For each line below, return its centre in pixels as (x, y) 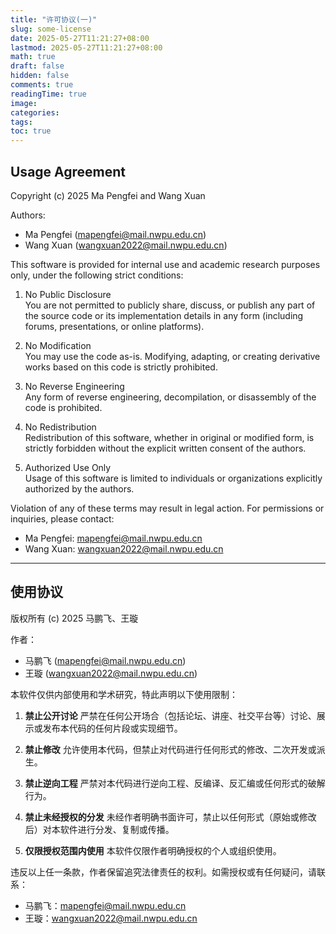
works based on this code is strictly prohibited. (121, 367)
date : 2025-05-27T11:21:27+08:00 (80, 38)
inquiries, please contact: (62, 518)
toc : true (31, 131)
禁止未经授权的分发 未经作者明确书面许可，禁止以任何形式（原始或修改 (170, 817)
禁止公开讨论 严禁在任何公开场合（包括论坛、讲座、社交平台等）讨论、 (170, 715)
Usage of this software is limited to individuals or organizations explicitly (173, 478)
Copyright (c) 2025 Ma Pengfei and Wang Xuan (108, 195)
